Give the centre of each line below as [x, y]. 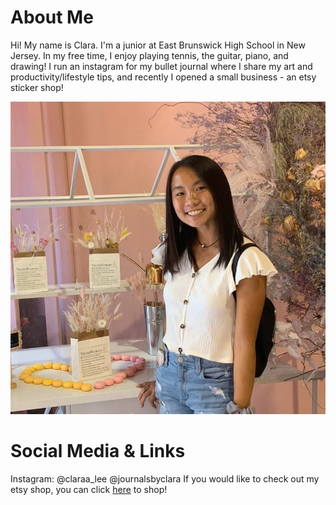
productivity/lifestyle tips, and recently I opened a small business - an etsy [163, 77]
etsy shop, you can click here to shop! [89, 490]
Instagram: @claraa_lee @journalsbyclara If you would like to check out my [165, 479]
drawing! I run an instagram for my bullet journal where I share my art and [161, 66]
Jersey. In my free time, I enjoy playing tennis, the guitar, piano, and [149, 55]
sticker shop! [37, 87]
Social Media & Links [98, 451]
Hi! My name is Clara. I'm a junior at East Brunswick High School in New [158, 45]
